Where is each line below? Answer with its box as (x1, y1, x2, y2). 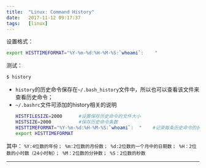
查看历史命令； (15, 93, 53, 101)
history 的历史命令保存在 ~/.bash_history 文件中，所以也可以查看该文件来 (15, 86, 200, 93)
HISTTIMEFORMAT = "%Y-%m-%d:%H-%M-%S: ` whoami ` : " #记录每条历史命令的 (15, 125, 197, 131)
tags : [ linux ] (6, 20, 48, 26)
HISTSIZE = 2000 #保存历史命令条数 (15, 119, 118, 125)
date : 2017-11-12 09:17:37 (6, 15, 81, 21)
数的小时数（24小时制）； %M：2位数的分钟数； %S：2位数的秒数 (6, 150, 146, 156)
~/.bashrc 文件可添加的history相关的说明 (15, 101, 117, 109)
